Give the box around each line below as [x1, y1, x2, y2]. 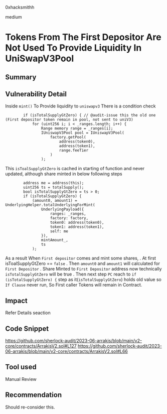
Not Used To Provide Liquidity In [5, 42, 142, 54]
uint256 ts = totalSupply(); [23, 185, 84, 190]
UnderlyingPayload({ [41, 207, 84, 212]
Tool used [5, 363, 37, 371]
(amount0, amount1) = [32, 198, 78, 203]
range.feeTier [59, 148, 89, 153]
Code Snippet [5, 324, 49, 333]
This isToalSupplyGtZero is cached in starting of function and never [5, 166, 144, 172]
